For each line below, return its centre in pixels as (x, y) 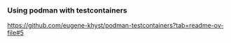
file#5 (16, 33)
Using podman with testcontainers (67, 10)
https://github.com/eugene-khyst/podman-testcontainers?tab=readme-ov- (115, 26)
